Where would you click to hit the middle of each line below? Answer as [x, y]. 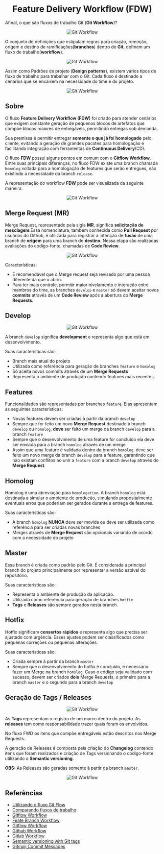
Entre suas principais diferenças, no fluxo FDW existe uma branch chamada [82, 163]
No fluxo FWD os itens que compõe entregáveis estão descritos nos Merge [81, 733]
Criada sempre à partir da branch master [53, 661]
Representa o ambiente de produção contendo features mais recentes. [83, 377]
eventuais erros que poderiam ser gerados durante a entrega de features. [79, 503]
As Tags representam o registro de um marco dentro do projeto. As [73, 719]
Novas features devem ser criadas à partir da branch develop [74, 419]
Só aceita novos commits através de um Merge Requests [70, 371]
